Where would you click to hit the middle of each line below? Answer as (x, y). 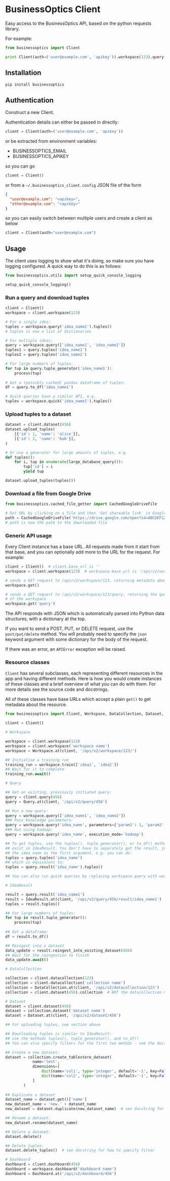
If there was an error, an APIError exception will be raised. (66, 649)
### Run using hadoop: (29, 830)
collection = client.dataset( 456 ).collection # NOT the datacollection (83, 992)
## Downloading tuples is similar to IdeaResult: (59, 1034)
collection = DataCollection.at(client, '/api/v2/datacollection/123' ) (82, 988)
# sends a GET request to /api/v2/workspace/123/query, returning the (81, 594)
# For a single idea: (28, 322)
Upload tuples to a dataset (38, 414)
